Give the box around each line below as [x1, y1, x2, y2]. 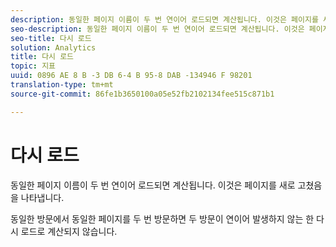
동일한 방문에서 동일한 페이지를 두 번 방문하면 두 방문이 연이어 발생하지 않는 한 [10, 212, 315, 225]
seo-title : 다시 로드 [10, 33, 92, 43]
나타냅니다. [20, 191, 65, 203]
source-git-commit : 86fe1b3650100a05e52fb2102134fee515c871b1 [10, 89, 275, 99]
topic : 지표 [10, 61, 57, 71]
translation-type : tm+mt [10, 80, 114, 90]
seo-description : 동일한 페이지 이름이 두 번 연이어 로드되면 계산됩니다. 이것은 [10, 24, 305, 34]
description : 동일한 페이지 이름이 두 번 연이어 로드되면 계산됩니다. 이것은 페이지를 [10, 14, 319, 25]
